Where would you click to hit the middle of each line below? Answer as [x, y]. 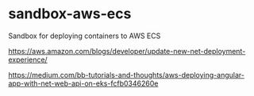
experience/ [28, 60]
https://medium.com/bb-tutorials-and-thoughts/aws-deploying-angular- [126, 75]
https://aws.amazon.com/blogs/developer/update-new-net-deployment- [127, 51]
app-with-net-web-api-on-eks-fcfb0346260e [83, 83]
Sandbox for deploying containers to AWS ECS [85, 36]
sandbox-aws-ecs [70, 14]
